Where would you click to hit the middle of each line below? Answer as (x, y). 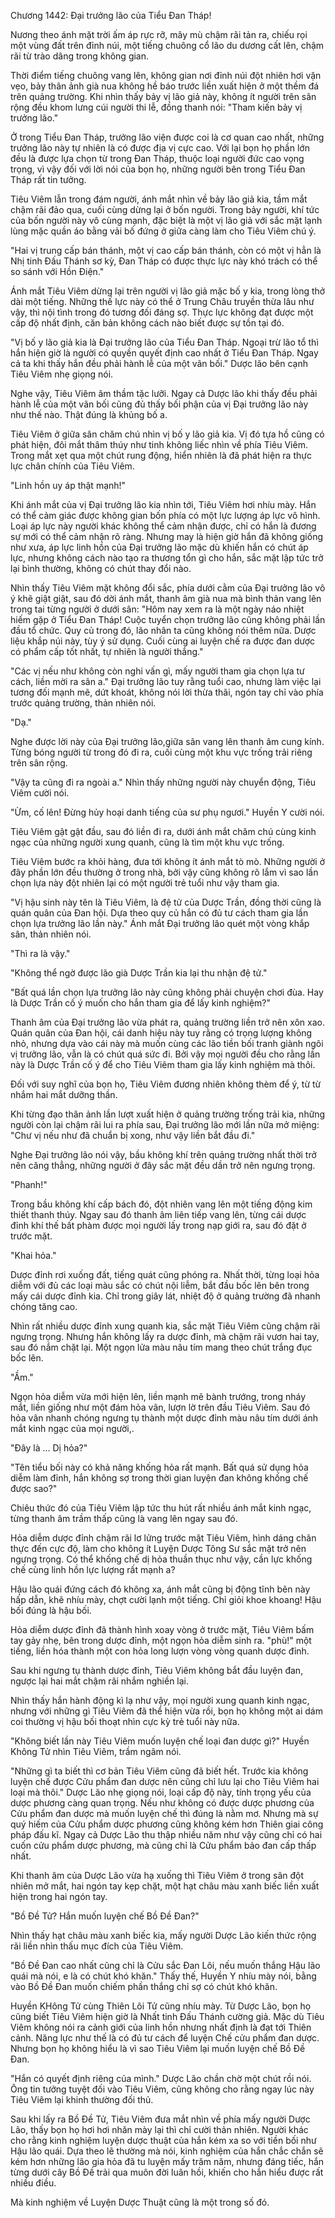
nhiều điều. (33, 2183)
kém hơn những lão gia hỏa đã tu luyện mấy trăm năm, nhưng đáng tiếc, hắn (167, 2161)
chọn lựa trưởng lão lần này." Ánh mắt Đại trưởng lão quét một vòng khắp (160, 923)
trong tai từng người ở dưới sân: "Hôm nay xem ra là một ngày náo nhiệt (157, 609)
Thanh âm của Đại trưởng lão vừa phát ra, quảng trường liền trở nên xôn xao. (168, 1022)
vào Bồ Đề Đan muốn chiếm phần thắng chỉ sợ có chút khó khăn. (144, 1986)
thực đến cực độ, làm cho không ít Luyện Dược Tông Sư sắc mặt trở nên (158, 1548)
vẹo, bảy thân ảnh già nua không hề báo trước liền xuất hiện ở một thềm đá (165, 86)
